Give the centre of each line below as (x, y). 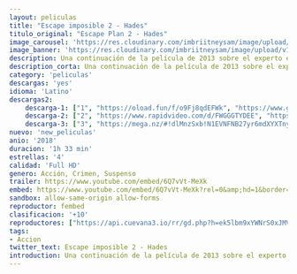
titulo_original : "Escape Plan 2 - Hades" (88, 34)
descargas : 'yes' (41, 83)
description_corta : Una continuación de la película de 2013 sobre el (142, 67)
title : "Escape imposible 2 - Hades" (79, 26)
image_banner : (35, 50)
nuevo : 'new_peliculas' (53, 133)
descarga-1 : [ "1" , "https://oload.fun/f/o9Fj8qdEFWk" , (128, 108)
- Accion (25, 240)
